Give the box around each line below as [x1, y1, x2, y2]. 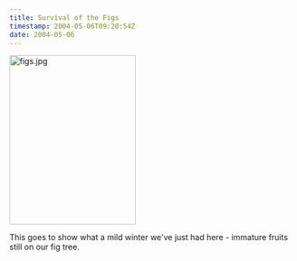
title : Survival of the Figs [9, 13, 120, 23]
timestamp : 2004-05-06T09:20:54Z [9, 22, 136, 31]
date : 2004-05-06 [9, 30, 75, 39]
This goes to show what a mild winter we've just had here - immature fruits [9, 232, 288, 243]
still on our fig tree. [9, 241, 80, 253]
